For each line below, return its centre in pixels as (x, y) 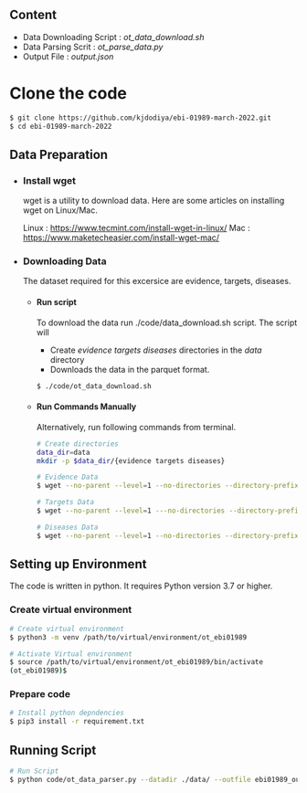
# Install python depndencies (67, 713)
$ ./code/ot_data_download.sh (94, 386)
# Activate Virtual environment (71, 654)
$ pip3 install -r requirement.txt (77, 722)
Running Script (53, 750)
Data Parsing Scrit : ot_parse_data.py (93, 47)
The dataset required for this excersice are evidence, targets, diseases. (157, 281)
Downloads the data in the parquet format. (130, 369)
